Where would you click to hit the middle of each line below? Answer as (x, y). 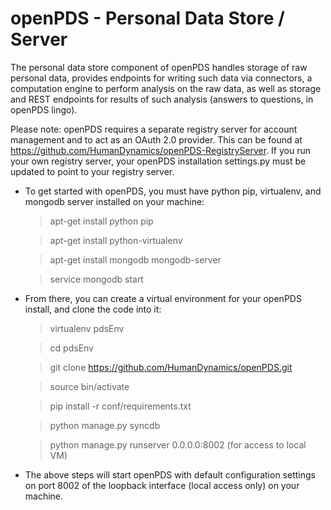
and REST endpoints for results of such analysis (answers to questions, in (162, 99)
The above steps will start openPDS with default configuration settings (170, 474)
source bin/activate (89, 386)
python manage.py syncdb (105, 425)
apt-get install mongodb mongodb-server (135, 259)
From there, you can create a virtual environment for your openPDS (163, 298)
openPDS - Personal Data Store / (147, 18)
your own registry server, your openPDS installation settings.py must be (158, 161)
